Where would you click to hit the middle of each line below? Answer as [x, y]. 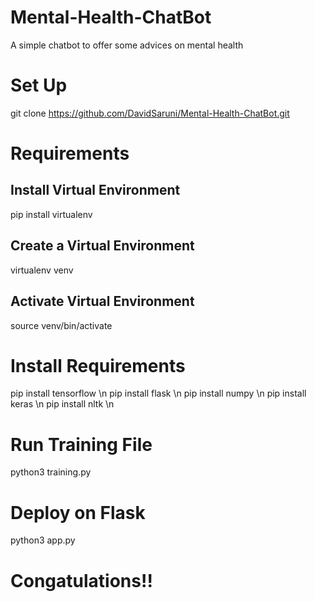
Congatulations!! [81, 580]
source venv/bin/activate [61, 325]
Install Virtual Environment [95, 190]
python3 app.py [43, 540]
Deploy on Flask [78, 512]
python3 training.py [51, 472]
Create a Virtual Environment [102, 246]
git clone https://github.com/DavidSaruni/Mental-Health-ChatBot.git [150, 113]
